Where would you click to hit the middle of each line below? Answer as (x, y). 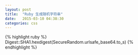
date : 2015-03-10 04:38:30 (34, 18)
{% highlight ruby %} (26, 37)
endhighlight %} (21, 47)
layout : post (18, 9)
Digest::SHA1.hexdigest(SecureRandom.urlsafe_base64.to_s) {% (69, 42)
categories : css (21, 23)
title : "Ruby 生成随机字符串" (34, 14)
